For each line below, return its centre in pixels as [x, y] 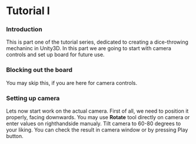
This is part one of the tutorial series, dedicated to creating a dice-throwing [97, 42]
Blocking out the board [39, 70]
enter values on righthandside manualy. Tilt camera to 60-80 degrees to [94, 124]
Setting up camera [33, 98]
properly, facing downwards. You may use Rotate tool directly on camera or [98, 117]
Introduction [24, 30]
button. [15, 136]
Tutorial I [28, 11]
